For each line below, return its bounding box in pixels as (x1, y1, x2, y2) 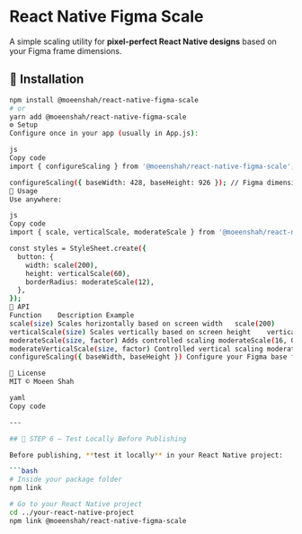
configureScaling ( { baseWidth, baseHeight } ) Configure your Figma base (9, 352, 288, 361)
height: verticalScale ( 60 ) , (25, 269, 130, 278)
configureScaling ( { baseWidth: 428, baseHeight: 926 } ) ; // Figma (9, 178, 263, 187)
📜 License (9, 369, 47, 378)
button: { (17, 252, 54, 262)
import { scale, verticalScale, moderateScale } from (9, 227, 216, 237)
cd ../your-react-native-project (9, 508, 135, 517)
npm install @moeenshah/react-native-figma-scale (9, 95, 200, 104)
